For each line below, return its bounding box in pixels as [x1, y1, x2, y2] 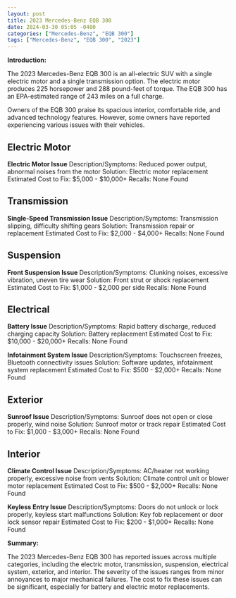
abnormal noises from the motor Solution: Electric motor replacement [7, 167, 209, 176]
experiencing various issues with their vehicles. [7, 121, 145, 129]
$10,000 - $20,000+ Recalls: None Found [7, 337, 128, 346]
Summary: [7, 539, 39, 547]
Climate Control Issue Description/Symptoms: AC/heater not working [7, 467, 209, 475]
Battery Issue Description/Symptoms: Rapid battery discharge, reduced [7, 322, 216, 331]
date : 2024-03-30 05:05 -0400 [7, 23, 97, 30]
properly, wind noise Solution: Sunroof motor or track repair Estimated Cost [7, 420, 226, 429]
